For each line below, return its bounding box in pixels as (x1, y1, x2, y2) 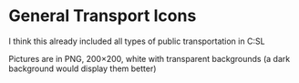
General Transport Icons (8, 5, 197, 26)
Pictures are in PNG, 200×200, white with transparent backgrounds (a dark (8, 53, 291, 64)
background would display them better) (8, 63, 157, 74)
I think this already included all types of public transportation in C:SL (8, 36, 265, 47)
